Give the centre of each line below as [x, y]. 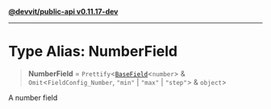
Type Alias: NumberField [93, 52]
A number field [33, 97]
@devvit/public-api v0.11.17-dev [63, 12]
